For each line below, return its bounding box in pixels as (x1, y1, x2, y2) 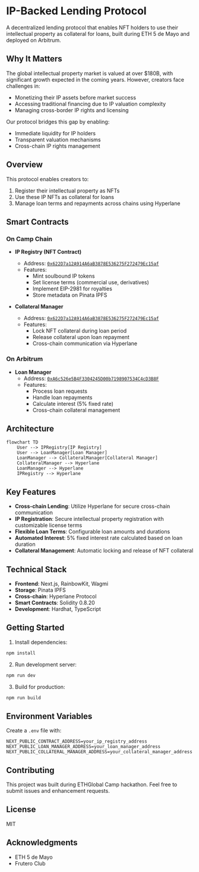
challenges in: (6, 82, 40, 89)
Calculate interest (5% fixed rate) (32, 400, 114, 407)
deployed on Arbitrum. (6, 36, 61, 44)
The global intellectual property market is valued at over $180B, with (6, 70, 173, 77)
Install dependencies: (14, 638, 68, 646)
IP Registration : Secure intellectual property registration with (14, 516, 165, 523)
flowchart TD (6, 439, 39, 445)
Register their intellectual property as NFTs (14, 187, 120, 194)
